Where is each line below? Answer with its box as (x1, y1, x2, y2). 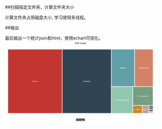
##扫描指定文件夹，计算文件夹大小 (5, 4, 74, 10)
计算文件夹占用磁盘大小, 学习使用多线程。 (5, 15, 88, 20)
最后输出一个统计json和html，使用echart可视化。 (5, 35, 103, 41)
